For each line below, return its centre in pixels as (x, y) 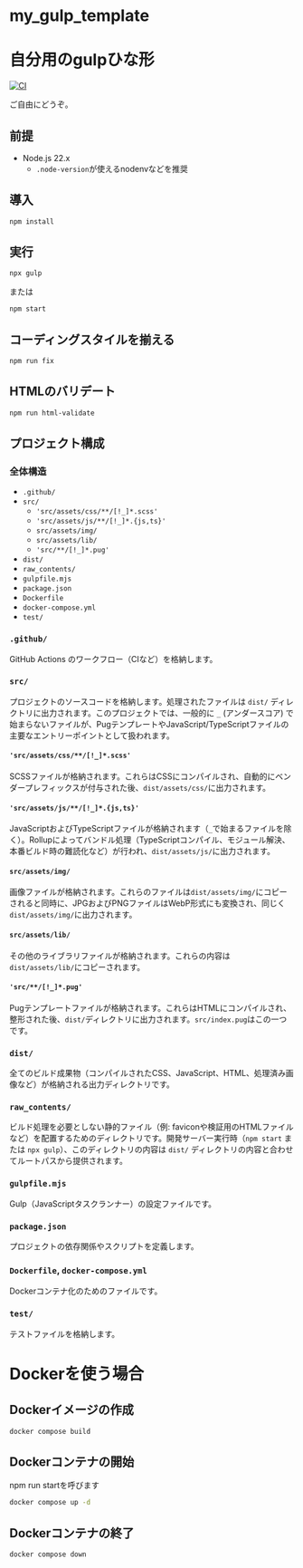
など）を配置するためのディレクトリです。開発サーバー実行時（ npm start (146, 1139)
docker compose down (48, 1554)
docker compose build (50, 1431)
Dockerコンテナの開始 (72, 1462)
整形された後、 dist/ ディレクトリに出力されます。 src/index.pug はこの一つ (148, 1019)
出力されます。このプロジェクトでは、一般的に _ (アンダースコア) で (167, 713)
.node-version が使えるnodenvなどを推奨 (112, 168)
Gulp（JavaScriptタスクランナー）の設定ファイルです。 (113, 1203)
